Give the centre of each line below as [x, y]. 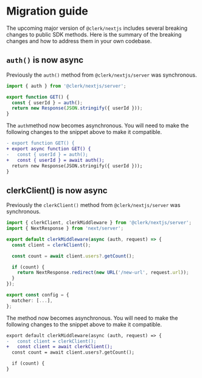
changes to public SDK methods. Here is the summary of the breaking [94, 34]
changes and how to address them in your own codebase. [79, 41]
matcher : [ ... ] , [32, 300]
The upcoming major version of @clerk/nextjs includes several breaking [97, 28]
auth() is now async [45, 60]
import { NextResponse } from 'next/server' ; [65, 229]
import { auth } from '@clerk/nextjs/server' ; [66, 86]
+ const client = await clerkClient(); [60, 347]
